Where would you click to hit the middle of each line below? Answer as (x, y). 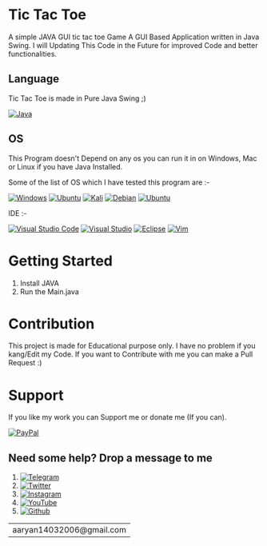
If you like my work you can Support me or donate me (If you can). (118, 417)
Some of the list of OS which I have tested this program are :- (109, 182)
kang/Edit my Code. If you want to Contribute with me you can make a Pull (131, 354)
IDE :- (18, 213)
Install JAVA (40, 283)
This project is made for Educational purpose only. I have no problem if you (132, 346)
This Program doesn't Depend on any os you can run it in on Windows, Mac (133, 158)
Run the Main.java (50, 291)
